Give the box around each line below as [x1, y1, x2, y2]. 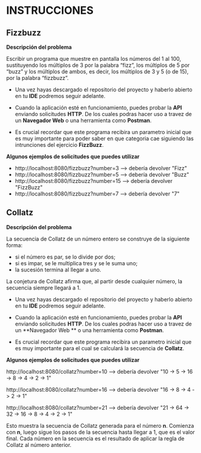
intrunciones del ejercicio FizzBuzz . [14, 141, 104, 148]
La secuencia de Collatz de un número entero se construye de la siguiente [6, 235, 190, 242]
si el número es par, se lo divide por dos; [14, 253, 116, 260]
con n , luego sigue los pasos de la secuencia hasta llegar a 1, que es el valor [6, 428, 195, 436]
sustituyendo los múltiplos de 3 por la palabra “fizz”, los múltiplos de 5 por [6, 61, 190, 69]
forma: [6, 241, 23, 248]
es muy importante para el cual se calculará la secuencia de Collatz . [14, 344, 185, 352]
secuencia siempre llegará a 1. [6, 284, 81, 291]
